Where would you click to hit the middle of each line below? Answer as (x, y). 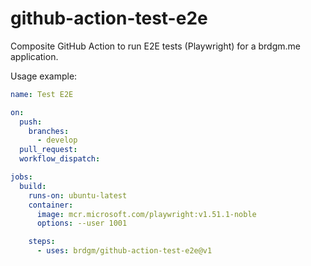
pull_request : (48, 150)
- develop (57, 140)
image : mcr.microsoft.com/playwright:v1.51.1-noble (146, 214)
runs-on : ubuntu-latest (78, 195)
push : (31, 122)
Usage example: (44, 76)
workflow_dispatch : (60, 159)
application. (34, 56)
